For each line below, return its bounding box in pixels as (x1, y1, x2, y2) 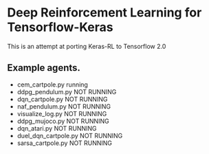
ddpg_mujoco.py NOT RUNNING (16, 117, 109, 125)
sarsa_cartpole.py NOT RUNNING (16, 139, 112, 147)
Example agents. (7, 62, 81, 74)
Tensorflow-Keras (7, 19, 113, 35)
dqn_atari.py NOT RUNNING (16, 124, 97, 132)
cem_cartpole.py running (16, 80, 88, 89)
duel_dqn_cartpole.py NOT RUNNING (16, 131, 123, 140)
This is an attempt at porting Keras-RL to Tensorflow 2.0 (7, 42, 166, 50)
